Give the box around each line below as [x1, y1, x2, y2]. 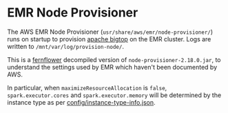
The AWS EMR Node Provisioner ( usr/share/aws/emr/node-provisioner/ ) [7, 28, 214, 36]
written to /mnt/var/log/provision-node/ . [7, 42, 124, 50]
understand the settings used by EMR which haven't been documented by [7, 63, 218, 71]
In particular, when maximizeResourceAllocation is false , [7, 83, 167, 92]
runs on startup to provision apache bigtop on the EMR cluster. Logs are [7, 34, 211, 43]
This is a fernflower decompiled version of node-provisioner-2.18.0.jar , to [7, 55, 221, 63]
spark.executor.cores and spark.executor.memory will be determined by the [7, 91, 222, 99]
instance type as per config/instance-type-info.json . [7, 98, 156, 106]
